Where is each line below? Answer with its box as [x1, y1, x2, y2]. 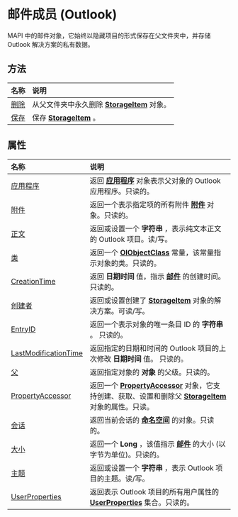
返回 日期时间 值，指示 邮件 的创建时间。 [89, 271, 225, 281]
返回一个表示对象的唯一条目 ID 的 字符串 [89, 319, 223, 329]
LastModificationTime [11, 348, 84, 358]
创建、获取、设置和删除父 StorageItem [96, 391, 227, 401]
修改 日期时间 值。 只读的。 [96, 354, 188, 364]
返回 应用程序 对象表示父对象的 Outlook [89, 175, 221, 185]
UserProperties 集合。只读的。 [89, 497, 194, 507]
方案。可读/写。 [96, 306, 149, 316]
